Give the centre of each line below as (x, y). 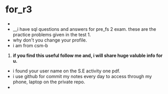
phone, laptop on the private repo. (49, 82)
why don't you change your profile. (50, 40)
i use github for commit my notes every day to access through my (82, 76)
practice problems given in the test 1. (52, 34)
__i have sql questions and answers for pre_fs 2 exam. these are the (85, 29)
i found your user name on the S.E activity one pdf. (67, 71)
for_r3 (19, 10)
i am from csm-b (30, 45)
